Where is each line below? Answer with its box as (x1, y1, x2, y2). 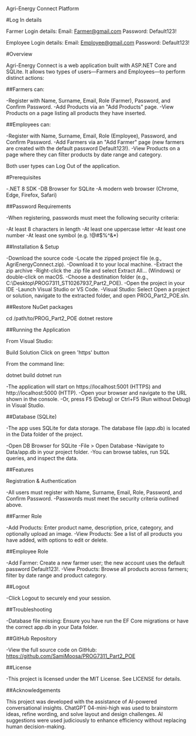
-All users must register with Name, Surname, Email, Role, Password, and (6, 489, 183, 496)
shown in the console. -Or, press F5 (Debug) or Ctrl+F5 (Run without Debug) (6, 396, 191, 402)
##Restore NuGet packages (6, 304, 73, 310)
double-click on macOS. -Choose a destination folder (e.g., (6, 273, 149, 280)
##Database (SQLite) (6, 414, 57, 420)
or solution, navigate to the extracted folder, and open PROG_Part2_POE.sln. (6, 292, 190, 299)
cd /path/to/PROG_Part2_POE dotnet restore (6, 315, 113, 322)
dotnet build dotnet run (6, 372, 61, 378)
